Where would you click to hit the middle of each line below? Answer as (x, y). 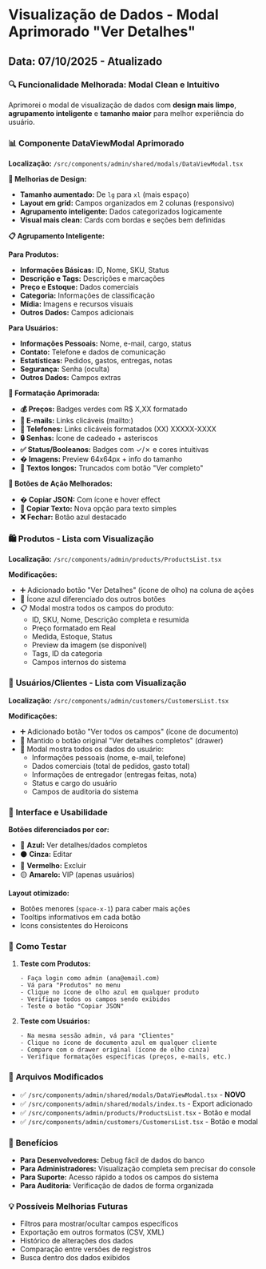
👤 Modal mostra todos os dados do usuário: (91, 749)
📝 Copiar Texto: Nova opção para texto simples (98, 509)
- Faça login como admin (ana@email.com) (89, 979)
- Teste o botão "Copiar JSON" (72, 1007)
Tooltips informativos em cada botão (80, 917)
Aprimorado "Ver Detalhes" (102, 32)
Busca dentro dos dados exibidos (75, 1258)
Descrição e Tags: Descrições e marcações (92, 278)
